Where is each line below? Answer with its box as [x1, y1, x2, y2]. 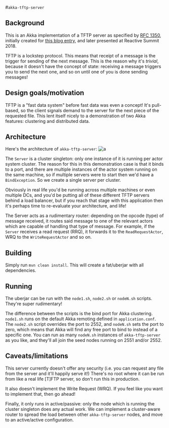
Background [5, 19, 44, 27]
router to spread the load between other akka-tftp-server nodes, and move [5, 411, 163, 417]
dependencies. [5, 267, 36, 273]
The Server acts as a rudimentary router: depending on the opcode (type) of [5, 212, 164, 219]
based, [5, 107, 20, 113]
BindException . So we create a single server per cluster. [5, 177, 121, 183]
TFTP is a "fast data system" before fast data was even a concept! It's [5, 102, 151, 108]
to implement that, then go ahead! [5, 391, 76, 397]
